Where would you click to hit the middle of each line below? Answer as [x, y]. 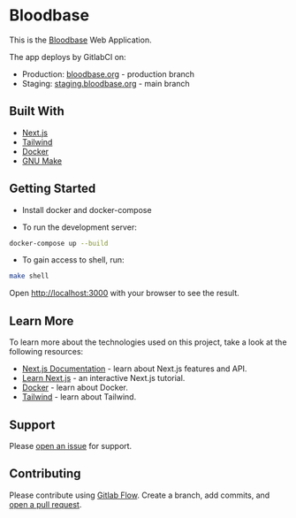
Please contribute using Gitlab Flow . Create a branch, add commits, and [140, 495]
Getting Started [53, 189]
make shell [29, 276]
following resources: [46, 352]
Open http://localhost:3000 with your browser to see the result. [125, 293]
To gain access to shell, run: [73, 260]
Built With [37, 111]
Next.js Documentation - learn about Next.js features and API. [134, 369]
